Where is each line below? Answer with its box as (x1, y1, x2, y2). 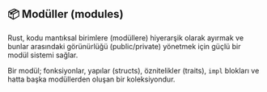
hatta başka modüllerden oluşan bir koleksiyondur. (7, 74, 176, 84)
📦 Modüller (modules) (7, 7, 124, 21)
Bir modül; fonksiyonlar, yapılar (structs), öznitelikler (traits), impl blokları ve (7, 65, 260, 75)
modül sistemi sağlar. (7, 50, 78, 60)
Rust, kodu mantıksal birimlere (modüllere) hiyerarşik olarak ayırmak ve (7, 32, 244, 43)
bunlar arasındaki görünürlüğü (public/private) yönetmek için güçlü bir (7, 41, 241, 51)
